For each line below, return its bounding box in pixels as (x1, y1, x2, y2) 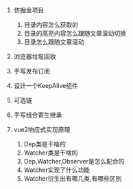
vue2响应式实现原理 (13, 126, 71, 133)
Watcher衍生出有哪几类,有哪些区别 (23, 175, 122, 182)
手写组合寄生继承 (13, 111, 62, 119)
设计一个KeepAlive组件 (13, 82, 79, 89)
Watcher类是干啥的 (23, 148, 78, 157)
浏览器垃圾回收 (13, 52, 56, 60)
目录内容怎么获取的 (23, 21, 79, 29)
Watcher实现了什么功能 (23, 166, 90, 174)
